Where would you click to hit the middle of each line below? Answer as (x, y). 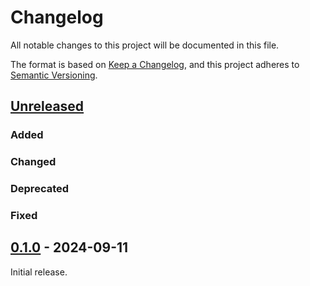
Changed (33, 162)
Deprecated (40, 189)
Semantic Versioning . (54, 75)
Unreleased (47, 106)
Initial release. (39, 272)
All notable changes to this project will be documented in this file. (145, 45)
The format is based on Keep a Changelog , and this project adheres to (155, 64)
